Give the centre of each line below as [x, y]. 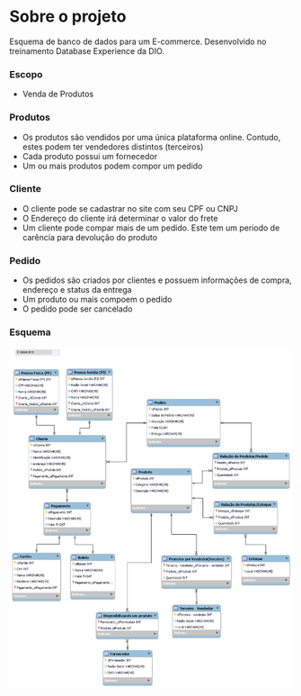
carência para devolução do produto [90, 237]
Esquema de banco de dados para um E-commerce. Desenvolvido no [138, 41]
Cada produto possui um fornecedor [90, 156]
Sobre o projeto [68, 17]
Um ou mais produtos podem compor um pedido [112, 166]
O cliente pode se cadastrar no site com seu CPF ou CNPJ [130, 208]
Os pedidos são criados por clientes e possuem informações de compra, [157, 280]
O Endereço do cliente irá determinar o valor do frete [120, 218]
